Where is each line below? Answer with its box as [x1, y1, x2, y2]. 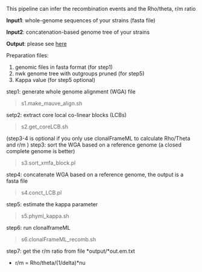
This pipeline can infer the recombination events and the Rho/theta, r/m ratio [6, 5, 196, 12]
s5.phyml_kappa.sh [21, 212, 69, 220]
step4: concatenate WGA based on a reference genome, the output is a [6, 171, 184, 178]
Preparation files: [6, 52, 49, 59]
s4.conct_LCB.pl [21, 189, 62, 196]
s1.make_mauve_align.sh [21, 100, 83, 107]
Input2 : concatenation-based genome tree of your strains [6, 28, 150, 36]
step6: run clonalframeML [6, 224, 71, 231]
